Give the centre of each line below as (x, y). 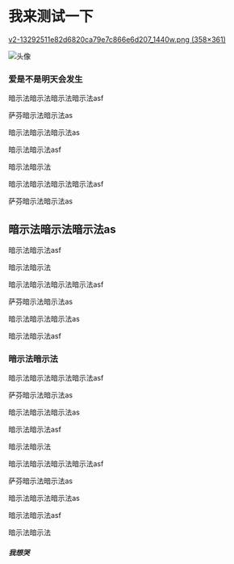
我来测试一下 (51, 17)
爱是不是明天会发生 (46, 79)
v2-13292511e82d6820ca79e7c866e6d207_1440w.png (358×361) (117, 39)
